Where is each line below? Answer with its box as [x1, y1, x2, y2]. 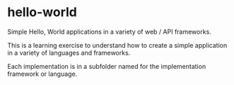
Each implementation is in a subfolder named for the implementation [7, 62, 206, 70]
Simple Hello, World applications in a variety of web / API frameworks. [7, 27, 212, 36]
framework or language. [7, 70, 78, 78]
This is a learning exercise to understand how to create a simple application [7, 41, 228, 49]
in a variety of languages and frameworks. [7, 48, 131, 57]
